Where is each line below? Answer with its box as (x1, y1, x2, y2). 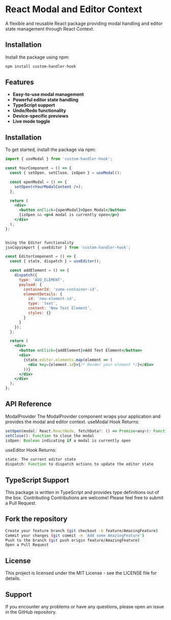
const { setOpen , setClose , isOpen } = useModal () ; (10, 170, 122, 175)
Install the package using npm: (5, 54, 70, 60)
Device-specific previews (12, 113, 69, 119)
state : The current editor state (5, 457, 76, 462)
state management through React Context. (5, 25, 95, 32)
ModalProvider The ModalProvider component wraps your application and (5, 413, 161, 419)
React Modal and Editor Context (5, 4, 142, 15)
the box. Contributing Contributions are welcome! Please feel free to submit (5, 494, 164, 501)
